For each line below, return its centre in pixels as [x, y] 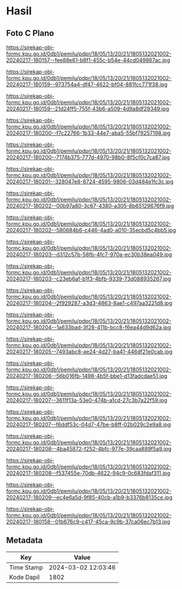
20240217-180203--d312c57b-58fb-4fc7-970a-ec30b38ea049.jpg [89, 254]
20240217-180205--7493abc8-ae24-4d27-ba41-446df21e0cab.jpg [90, 352]
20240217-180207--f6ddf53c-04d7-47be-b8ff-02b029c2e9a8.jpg [89, 425]
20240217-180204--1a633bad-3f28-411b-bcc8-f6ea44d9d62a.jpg [89, 327]
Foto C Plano [30, 33]
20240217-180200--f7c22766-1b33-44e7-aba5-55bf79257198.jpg [89, 133]
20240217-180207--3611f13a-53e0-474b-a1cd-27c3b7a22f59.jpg [87, 400]
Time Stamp [26, 567]
